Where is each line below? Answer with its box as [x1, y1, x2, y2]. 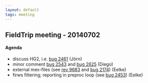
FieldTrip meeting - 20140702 [5, 31, 100, 39]
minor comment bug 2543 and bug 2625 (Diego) [12, 61, 113, 67]
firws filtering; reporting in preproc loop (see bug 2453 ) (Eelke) [12, 72, 143, 78]
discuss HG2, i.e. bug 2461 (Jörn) [12, 56, 82, 62]
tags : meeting [5, 12, 35, 17]
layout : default [5, 7, 39, 13]
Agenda [5, 45, 22, 51]
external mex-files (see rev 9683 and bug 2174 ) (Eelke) [12, 66, 126, 73]
